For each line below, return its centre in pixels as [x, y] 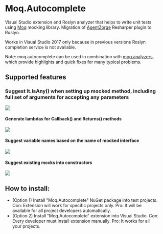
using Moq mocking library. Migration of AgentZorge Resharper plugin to [78, 27]
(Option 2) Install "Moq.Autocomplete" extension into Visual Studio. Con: [85, 216]
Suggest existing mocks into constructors [49, 163]
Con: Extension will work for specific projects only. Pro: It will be [77, 206]
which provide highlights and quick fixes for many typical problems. [73, 62]
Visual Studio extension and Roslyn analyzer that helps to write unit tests [78, 22]
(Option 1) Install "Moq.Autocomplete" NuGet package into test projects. [85, 200]
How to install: [27, 188]
